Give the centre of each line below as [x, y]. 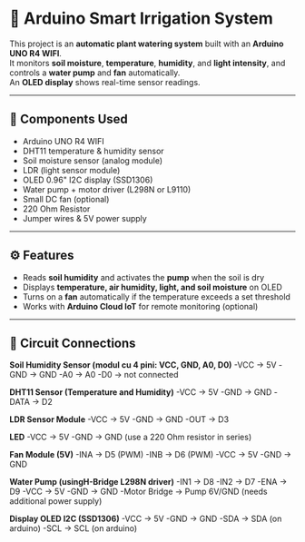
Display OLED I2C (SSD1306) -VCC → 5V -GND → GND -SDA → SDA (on [146, 519]
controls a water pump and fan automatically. [95, 73]
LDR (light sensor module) [71, 170]
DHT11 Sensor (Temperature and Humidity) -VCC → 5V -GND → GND [141, 392]
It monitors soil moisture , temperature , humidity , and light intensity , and [148, 63]
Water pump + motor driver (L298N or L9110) [107, 189]
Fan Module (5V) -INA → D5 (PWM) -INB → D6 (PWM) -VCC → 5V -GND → [151, 455]
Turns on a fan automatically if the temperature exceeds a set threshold [156, 296]
